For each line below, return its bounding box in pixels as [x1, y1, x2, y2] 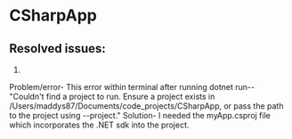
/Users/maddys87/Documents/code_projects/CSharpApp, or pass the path [9, 101, 284, 111]
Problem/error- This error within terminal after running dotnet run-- [9, 82, 255, 92]
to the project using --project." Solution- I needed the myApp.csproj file [9, 110, 272, 120]
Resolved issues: [9, 41, 107, 56]
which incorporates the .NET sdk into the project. [9, 119, 190, 130]
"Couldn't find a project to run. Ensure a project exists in [9, 91, 215, 102]
